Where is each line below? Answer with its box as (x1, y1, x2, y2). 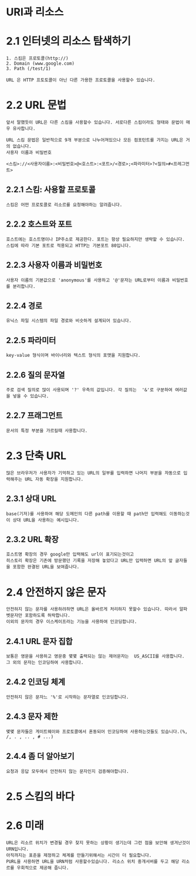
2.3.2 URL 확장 (6, 534, 59, 545)
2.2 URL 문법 (6, 98, 67, 112)
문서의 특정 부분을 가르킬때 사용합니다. (6, 427, 88, 433)
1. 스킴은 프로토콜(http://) (6, 55, 69, 62)
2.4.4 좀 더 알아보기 (6, 751, 75, 761)
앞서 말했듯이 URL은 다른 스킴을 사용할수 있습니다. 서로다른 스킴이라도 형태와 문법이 (6, 120, 184, 125)
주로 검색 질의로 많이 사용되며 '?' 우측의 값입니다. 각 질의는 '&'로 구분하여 (6, 387, 173, 393)
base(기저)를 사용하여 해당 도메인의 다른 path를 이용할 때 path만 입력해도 (6, 510, 167, 517)
